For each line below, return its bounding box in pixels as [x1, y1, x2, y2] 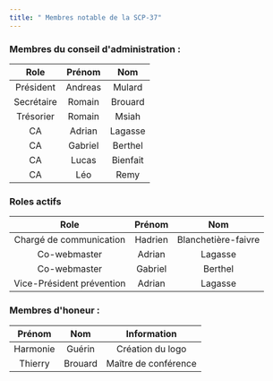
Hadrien [134, 234, 168, 247]
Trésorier [16, 109, 55, 122]
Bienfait [111, 153, 145, 166]
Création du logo [115, 342, 187, 355]
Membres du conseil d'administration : [9, 42, 181, 55]
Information [125, 327, 177, 340]
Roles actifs [9, 195, 62, 207]
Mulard [113, 81, 143, 93]
